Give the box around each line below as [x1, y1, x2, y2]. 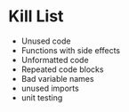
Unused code [20, 36, 71, 46]
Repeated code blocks [20, 64, 104, 75]
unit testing [20, 92, 63, 103]
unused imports [20, 83, 79, 93]
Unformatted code [20, 54, 90, 65]
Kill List [8, 6, 64, 27]
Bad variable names [20, 73, 94, 84]
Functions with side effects [20, 44, 121, 55]
